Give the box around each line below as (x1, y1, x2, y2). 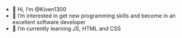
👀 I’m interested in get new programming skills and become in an (12, 12, 176, 19)
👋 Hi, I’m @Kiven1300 (12, 6, 67, 13)
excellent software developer (12, 19, 86, 25)
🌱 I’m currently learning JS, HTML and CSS (12, 25, 121, 32)
